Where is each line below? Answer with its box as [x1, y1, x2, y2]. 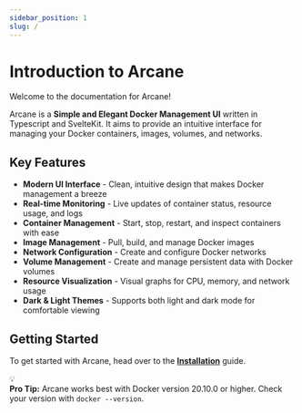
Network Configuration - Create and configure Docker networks [22, 247, 267, 258]
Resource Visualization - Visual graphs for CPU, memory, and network [22, 275, 290, 287]
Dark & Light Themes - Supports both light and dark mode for [22, 295, 256, 306]
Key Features [9, 154, 86, 170]
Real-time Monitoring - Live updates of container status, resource [22, 198, 272, 210]
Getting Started [9, 331, 99, 346]
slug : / [9, 22, 39, 31]
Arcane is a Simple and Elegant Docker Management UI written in [9, 108, 258, 119]
